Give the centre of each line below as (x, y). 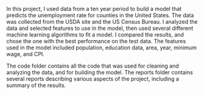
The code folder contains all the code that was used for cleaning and (93, 66)
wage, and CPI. (25, 54)
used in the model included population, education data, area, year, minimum (101, 47)
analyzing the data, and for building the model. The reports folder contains (100, 72)
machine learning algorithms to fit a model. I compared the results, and (95, 35)
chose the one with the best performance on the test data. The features (96, 41)
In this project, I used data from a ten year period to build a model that (94, 9)
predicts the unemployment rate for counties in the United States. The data (100, 15)
